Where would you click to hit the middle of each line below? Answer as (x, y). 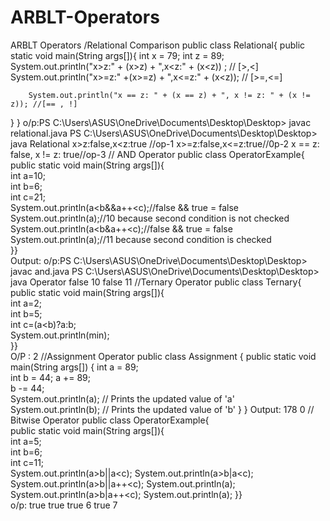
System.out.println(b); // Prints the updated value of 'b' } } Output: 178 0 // (162, 409)
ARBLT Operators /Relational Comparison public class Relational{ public (158, 45)
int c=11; (27, 462)
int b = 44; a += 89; (50, 377)
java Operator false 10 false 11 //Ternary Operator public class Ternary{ (156, 282)
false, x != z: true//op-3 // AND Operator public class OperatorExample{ (157, 154)
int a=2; (26, 303)
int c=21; (28, 197)
